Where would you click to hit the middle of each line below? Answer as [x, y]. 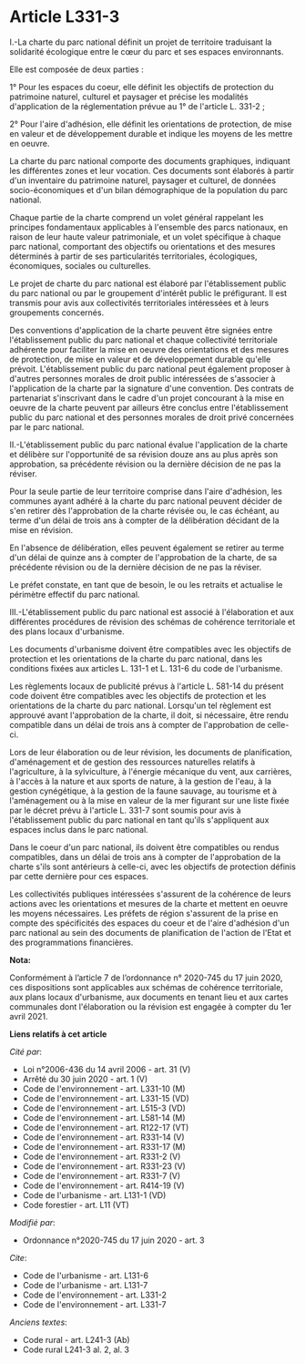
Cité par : [26, 1051]
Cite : [18, 1257]
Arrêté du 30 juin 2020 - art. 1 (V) [85, 1079]
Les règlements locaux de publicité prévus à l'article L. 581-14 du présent [147, 686]
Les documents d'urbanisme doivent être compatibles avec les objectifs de [150, 649]
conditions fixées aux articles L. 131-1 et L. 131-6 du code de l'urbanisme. [146, 668]
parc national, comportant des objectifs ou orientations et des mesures [142, 246]
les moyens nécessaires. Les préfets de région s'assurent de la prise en [144, 913]
